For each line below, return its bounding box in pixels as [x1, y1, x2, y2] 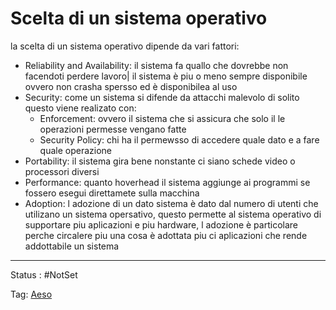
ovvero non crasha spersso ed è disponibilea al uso [24, 80, 238, 92]
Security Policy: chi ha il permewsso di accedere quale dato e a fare [39, 133, 320, 146]
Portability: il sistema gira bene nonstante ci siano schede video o [24, 155, 296, 167]
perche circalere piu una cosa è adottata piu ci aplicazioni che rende [24, 229, 308, 241]
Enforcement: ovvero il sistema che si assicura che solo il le [39, 112, 286, 124]
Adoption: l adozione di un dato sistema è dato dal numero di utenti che [24, 197, 319, 209]
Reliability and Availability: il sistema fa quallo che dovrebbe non [24, 59, 289, 71]
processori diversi [24, 165, 100, 177]
